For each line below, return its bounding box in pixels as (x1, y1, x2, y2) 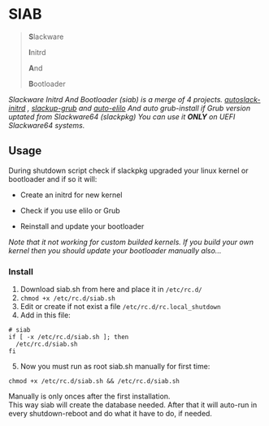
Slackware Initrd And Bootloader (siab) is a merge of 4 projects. (8, 94, 223, 104)
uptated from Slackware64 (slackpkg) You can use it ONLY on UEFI (8, 111, 236, 122)
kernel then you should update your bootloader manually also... (8, 245, 222, 256)
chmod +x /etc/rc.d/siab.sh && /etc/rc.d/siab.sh (8, 377, 180, 385)
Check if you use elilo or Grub (20, 205, 120, 215)
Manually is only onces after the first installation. (8, 391, 171, 402)
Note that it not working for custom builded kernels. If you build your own (8, 237, 254, 247)
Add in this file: (20, 310, 71, 321)
